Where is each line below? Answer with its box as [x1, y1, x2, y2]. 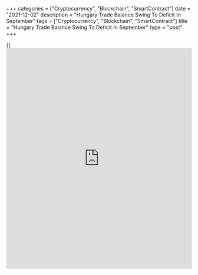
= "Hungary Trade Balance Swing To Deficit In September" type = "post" [6, 24, 183, 31]
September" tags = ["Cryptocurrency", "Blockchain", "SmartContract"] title [6, 18, 187, 24]
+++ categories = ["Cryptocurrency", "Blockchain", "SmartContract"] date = [6, 5, 191, 12]
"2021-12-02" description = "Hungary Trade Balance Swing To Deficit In [6, 11, 181, 18]
